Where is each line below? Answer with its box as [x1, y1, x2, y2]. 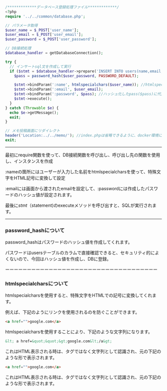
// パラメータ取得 [5, 23, 38, 28]
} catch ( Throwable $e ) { [5, 105, 59, 111]
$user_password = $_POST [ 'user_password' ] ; [5, 37, 97, 42]
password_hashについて [5, 227, 65, 234]
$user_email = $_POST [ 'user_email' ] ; [5, 32, 83, 37]
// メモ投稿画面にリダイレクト [5, 129, 61, 133]
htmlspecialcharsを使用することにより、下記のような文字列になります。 [5, 329, 153, 335]
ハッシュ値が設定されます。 [18, 192, 75, 198]
